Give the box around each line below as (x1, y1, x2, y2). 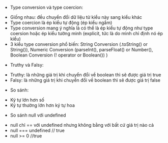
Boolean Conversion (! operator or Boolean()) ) (10, 52, 108, 58)
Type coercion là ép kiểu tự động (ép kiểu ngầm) (10, 20, 113, 25)
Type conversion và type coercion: (10, 5, 83, 10)
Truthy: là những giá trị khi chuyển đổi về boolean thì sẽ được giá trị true (10, 72, 161, 78)
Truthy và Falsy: (10, 62, 44, 68)
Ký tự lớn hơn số (10, 97, 45, 103)
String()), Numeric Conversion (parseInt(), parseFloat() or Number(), (10, 47, 153, 52)
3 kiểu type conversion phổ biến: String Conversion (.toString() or (10, 41, 148, 47)
